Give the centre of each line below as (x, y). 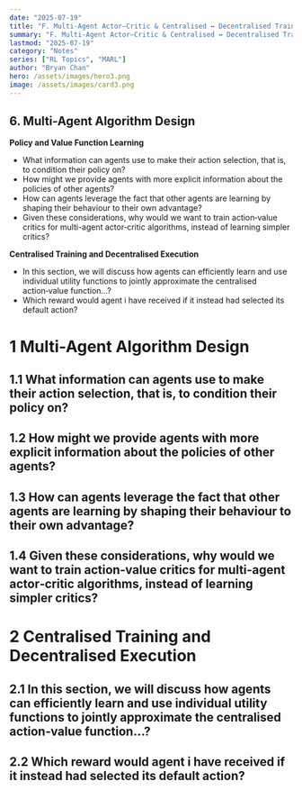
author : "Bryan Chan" (50, 68)
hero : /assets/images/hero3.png (70, 77)
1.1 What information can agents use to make (137, 380)
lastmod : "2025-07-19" (52, 43)
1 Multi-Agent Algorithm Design (129, 346)
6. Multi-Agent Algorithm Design (102, 121)
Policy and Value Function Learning (77, 143)
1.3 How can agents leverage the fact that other (145, 497)
